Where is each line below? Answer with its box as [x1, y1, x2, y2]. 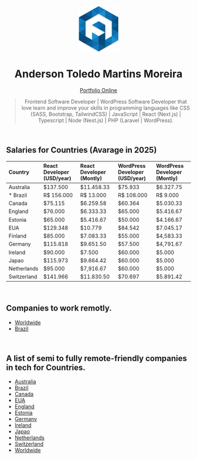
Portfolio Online [80, 86, 117, 93]
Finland [8, 232, 27, 239]
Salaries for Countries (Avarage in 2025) [6, 145, 157, 155]
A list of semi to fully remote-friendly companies [6, 353, 188, 363]
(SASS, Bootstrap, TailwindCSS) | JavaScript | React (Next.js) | [30, 110, 182, 117]
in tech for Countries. [6, 362, 86, 372]
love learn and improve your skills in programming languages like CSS [21, 104, 191, 111]
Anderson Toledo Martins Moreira [14, 67, 183, 81]
